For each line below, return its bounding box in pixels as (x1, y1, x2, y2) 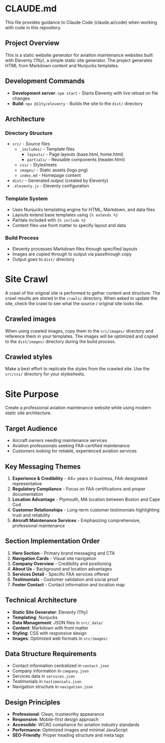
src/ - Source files (12, 141, 50, 147)
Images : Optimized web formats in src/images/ (12, 635, 108, 641)
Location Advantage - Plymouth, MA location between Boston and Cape (12, 496, 160, 502)
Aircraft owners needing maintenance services (12, 437, 107, 443)
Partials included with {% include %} (12, 217, 86, 223)
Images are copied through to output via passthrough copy (12, 251, 132, 257)
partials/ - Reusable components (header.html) (27, 157, 126, 163)
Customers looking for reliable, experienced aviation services (12, 448, 137, 454)
